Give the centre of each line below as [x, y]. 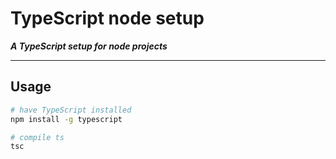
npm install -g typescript [66, 119]
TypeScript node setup [107, 18]
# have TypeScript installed [71, 110]
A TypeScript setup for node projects [89, 46]
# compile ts [37, 137]
